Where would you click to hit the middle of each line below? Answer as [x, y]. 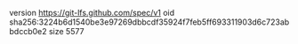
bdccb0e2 [28, 31]
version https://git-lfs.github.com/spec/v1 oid [92, 13]
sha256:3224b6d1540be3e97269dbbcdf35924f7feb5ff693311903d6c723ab [149, 22]
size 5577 [66, 31]
